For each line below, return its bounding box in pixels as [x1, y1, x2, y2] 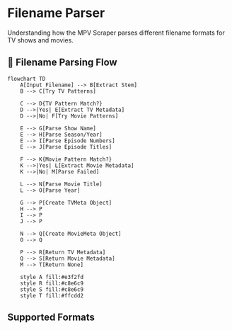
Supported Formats [7, 312, 95, 324]
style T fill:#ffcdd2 [20, 292, 83, 299]
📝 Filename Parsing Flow [7, 57, 118, 69]
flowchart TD [7, 75, 46, 82]
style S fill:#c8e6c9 [20, 285, 83, 293]
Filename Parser [7, 5, 105, 21]
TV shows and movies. [7, 35, 74, 44]
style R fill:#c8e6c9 [20, 280, 83, 287]
